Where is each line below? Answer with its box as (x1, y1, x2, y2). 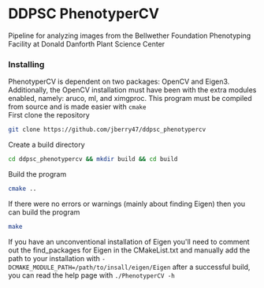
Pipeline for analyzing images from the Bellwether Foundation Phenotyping (8, 31, 251, 40)
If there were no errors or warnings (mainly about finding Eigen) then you (8, 199, 246, 208)
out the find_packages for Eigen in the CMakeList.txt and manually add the (8, 245, 251, 255)
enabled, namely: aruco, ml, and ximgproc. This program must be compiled (8, 94, 252, 103)
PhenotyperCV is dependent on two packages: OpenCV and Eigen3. (8, 77, 230, 87)
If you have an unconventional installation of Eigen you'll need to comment (8, 237, 250, 246)
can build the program (8, 207, 80, 217)
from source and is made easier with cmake (8, 102, 147, 111)
